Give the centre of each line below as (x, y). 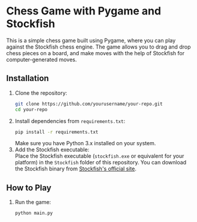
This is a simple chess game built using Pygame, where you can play (91, 40)
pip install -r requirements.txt (57, 132)
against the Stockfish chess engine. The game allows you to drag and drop (99, 47)
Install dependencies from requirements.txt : (70, 121)
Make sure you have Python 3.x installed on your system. (85, 143)
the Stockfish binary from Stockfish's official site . (75, 169)
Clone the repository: (41, 93)
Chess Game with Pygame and (84, 11)
